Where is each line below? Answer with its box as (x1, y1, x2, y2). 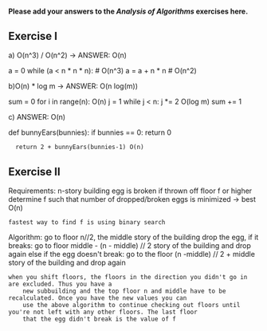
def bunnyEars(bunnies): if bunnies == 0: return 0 (8, 128, 172, 137)
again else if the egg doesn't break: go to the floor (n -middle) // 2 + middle (8, 250, 255, 259)
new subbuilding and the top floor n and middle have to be (22, 287, 226, 295)
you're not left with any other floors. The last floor (8, 308, 198, 317)
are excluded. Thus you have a (8, 280, 112, 289)
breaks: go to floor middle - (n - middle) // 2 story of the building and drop (8, 241, 251, 250)
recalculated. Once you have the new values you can (8, 294, 187, 302)
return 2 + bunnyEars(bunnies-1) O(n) (15, 144, 145, 152)
